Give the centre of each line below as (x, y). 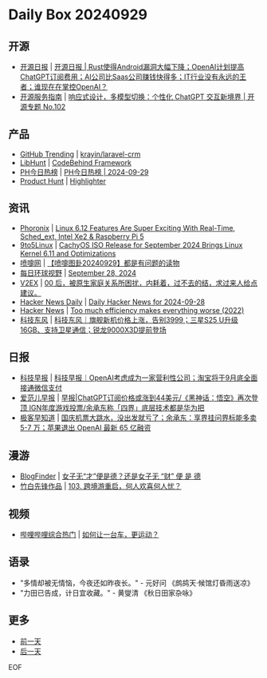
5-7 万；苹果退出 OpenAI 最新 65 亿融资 (85, 428)
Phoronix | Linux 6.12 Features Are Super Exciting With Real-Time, (128, 228)
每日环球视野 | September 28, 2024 (78, 272)
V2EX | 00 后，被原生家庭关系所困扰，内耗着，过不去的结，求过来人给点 (139, 283)
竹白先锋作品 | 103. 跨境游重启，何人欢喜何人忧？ (100, 486)
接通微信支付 (41, 388)
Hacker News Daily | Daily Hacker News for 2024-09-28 (112, 302)
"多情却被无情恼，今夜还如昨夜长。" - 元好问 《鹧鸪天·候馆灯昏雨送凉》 (137, 583)
